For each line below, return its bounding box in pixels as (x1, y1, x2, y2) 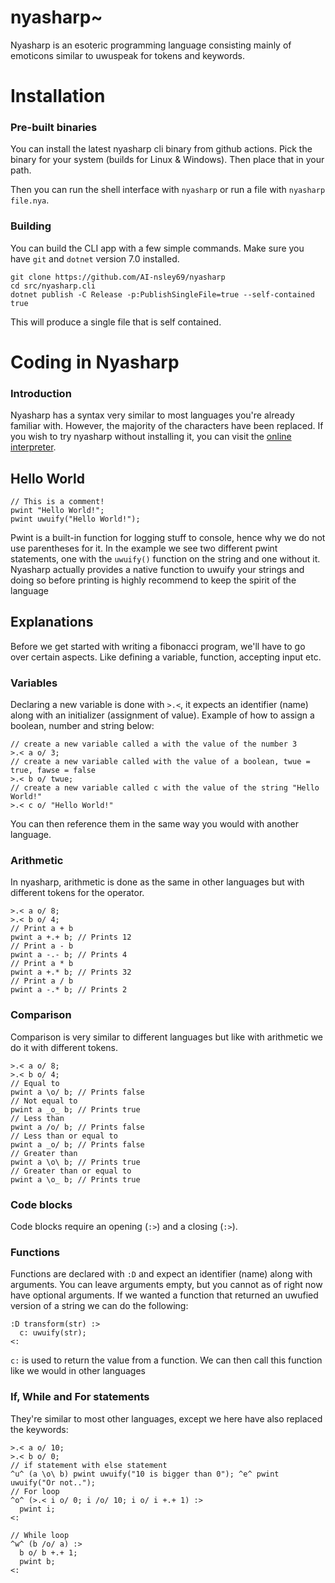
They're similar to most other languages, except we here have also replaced (10, 1412, 323, 1425)
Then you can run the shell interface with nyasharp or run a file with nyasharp (10, 184, 326, 196)
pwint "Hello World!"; (10, 506, 105, 516)
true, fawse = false (10, 766, 97, 776)
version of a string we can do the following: (10, 1300, 189, 1312)
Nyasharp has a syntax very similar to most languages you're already (10, 409, 295, 421)
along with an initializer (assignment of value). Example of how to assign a (10, 709, 315, 721)
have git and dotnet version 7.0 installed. (10, 252, 180, 265)
